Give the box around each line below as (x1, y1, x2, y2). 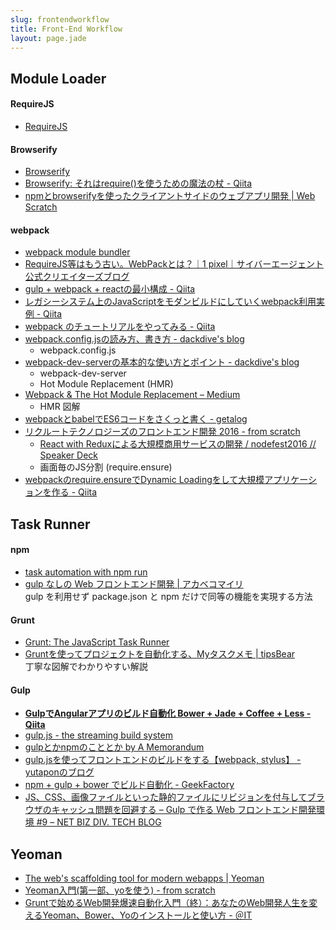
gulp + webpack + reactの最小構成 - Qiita (24, 283, 196, 295)
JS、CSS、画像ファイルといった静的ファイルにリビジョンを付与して (24, 791, 308, 803)
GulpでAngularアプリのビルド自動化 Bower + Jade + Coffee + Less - (24, 707, 312, 720)
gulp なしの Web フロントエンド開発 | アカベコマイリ (24, 577, 244, 590)
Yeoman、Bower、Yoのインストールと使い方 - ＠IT (42, 909, 253, 921)
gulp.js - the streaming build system (24, 729, 173, 741)
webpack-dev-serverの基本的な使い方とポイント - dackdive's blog (24, 356, 300, 368)
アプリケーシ (264, 474, 318, 486)
